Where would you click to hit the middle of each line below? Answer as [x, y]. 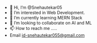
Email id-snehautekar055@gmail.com [47, 35]
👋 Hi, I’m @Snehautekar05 [36, 7]
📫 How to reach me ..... [33, 28]
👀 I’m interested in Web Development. [47, 13]
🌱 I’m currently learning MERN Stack [46, 18]
